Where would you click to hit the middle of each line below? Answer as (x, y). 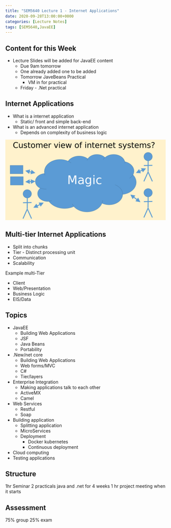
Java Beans (32, 344)
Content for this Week (41, 48)
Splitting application (41, 425)
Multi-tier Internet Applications (56, 234)
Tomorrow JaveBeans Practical (53, 77)
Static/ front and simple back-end (55, 121)
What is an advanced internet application (56, 127)
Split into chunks (30, 247)
